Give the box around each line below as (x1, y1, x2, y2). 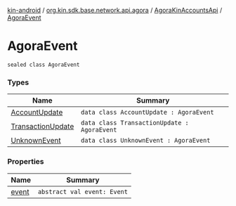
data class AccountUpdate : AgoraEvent (80, 108, 214, 117)
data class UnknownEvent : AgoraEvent (80, 136, 211, 145)
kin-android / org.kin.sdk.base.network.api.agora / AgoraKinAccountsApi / (7, 6, 223, 14)
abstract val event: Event (37, 188, 129, 195)
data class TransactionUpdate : (80, 119, 190, 127)
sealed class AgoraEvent (7, 61, 80, 68)
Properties (7, 157, 44, 167)
